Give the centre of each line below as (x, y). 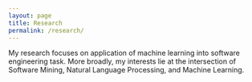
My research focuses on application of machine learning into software (124, 53)
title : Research (35, 23)
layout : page (30, 16)
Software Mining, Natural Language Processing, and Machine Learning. (126, 70)
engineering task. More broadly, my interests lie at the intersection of (122, 61)
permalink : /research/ (46, 30)
